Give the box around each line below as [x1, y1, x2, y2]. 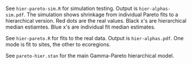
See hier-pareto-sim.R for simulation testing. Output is [5, 5, 138, 12]
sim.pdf [5, 12, 25, 18]
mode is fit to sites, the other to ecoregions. [5, 41, 111, 48]
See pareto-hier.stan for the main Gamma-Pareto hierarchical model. [5, 52, 174, 59]
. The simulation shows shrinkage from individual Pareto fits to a [23, 11, 179, 18]
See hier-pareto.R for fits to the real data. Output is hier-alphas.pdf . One [5, 35, 184, 41]
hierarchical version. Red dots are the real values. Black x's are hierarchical [5, 17, 187, 24]
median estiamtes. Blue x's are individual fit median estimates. [5, 23, 156, 30]
